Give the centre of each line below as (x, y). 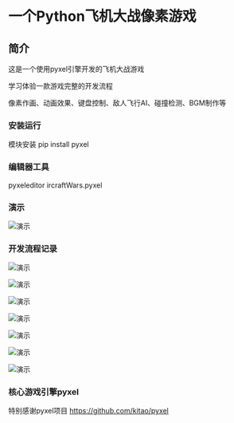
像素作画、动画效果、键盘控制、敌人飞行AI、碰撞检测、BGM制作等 (117, 103)
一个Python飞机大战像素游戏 (102, 16)
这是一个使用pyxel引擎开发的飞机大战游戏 (76, 69)
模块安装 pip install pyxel (49, 144)
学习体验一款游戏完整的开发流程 (60, 86)
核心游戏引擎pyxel (44, 392)
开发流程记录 (33, 248)
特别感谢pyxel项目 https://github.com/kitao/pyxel (89, 411)
